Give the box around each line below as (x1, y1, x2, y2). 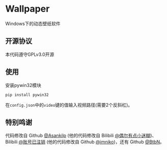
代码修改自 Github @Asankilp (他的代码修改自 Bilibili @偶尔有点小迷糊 (5, 133, 151, 139)
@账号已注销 (18, 139, 46, 145)
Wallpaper (5, 3, 50, 15)
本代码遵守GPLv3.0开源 (5, 51, 54, 57)
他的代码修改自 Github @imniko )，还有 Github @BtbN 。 (48, 139, 164, 145)
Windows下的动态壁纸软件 (5, 20, 61, 26)
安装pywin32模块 (5, 82, 42, 88)
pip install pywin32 (5, 92, 49, 97)
